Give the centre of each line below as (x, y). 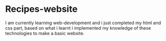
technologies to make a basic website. (45, 33)
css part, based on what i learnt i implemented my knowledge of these (78, 28)
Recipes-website (41, 9)
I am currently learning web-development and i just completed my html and (83, 23)
